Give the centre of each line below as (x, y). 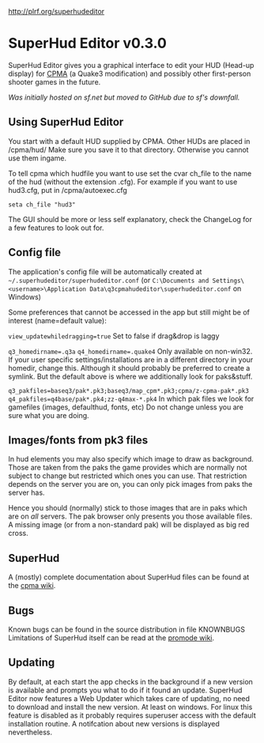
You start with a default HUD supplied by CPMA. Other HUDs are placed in (129, 141)
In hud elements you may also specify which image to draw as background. (131, 459)
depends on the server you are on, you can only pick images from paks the (130, 485)
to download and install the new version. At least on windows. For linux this (130, 707)
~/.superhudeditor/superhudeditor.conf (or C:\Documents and (109, 280)
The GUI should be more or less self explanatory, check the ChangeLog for (130, 219)
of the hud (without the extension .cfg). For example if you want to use (123, 182)
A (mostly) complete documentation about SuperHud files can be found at (129, 577)
